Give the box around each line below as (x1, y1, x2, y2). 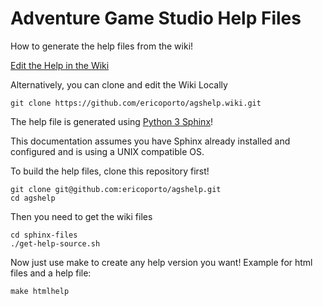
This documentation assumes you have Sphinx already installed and (10, 135, 291, 147)
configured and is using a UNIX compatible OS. (10, 145, 205, 157)
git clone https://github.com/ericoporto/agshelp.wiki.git (10, 98, 262, 108)
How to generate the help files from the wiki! (10, 40, 194, 52)
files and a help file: (10, 267, 92, 279)
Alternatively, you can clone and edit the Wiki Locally (10, 78, 228, 91)
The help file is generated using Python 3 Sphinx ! (10, 115, 214, 127)
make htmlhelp (10, 286, 70, 296)
